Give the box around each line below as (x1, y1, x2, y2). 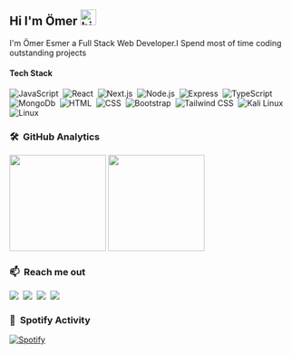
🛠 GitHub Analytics (9, 130, 100, 143)
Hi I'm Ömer (9, 14, 78, 29)
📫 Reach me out (9, 266, 86, 279)
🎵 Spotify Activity (9, 313, 91, 326)
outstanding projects (9, 47, 87, 58)
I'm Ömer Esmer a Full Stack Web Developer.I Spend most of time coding (9, 37, 282, 48)
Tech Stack (9, 68, 53, 79)
